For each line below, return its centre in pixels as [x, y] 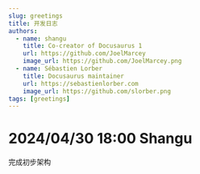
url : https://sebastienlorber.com [81, 83]
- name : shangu [41, 38]
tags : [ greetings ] [39, 99]
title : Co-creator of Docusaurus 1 [83, 46]
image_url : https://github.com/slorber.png [97, 91]
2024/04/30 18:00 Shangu [100, 139]
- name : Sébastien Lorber [59, 69]
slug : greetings [35, 16]
